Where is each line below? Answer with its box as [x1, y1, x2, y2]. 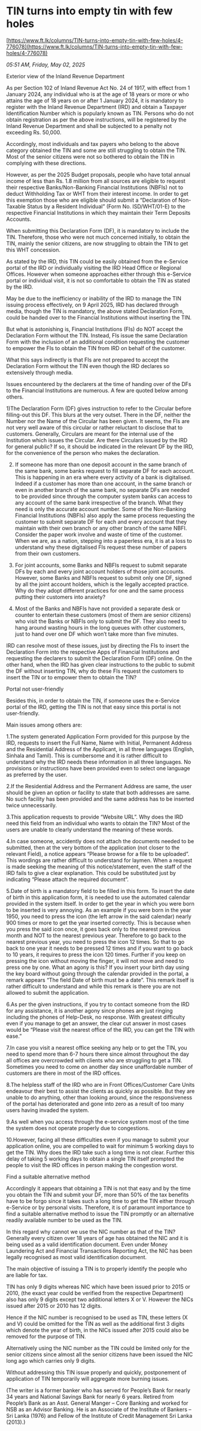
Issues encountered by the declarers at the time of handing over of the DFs [6, 380, 191, 387]
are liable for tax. [6, 1271, 48, 1278]
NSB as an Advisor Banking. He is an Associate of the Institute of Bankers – [6, 1405, 191, 1413]
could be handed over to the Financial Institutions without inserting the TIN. [6, 314, 192, 321]
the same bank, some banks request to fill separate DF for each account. [14, 467, 195, 474]
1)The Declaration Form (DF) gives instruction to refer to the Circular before [6, 405, 191, 412]
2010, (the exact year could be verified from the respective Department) [6, 1289, 184, 1296]
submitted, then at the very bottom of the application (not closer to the [6, 844, 180, 851]
